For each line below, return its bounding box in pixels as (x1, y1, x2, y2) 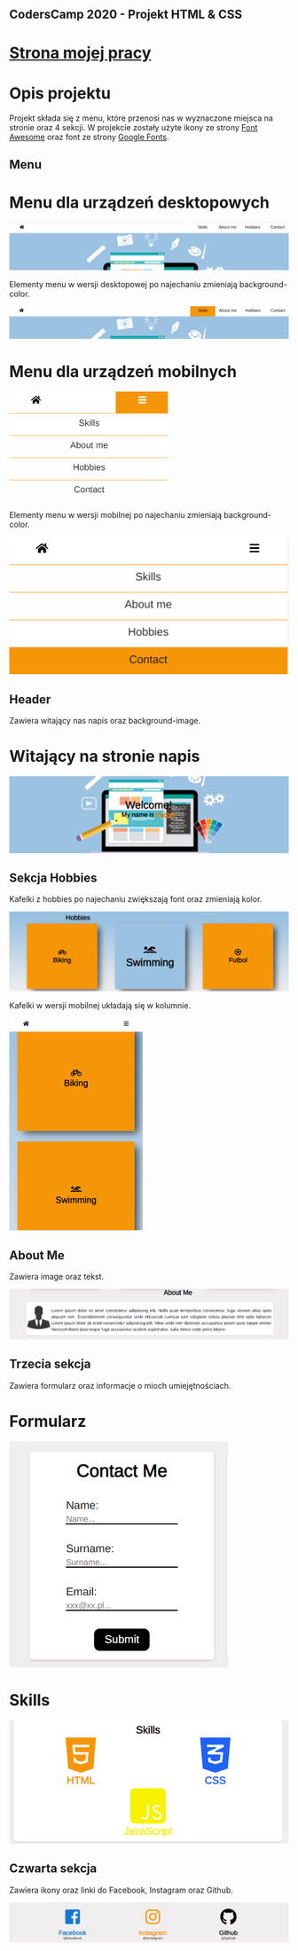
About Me (9, 1248, 65, 1263)
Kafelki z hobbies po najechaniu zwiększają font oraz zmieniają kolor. (9, 894, 263, 905)
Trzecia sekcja (9, 1357, 91, 1372)
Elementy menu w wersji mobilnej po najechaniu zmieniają (9, 509, 223, 520)
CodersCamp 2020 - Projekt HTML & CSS (9, 7, 242, 22)
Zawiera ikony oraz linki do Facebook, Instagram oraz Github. (9, 1884, 233, 1895)
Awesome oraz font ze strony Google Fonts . (9, 131, 169, 142)
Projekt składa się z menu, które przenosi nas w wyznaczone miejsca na (9, 113, 273, 123)
